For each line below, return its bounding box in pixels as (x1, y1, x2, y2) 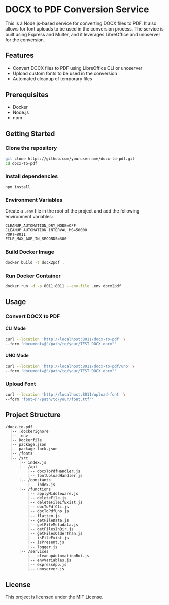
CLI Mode (5, 325, 26, 331)
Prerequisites (5, 90, 49, 99)
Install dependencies (5, 173, 58, 180)
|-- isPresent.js (27, 540, 65, 545)
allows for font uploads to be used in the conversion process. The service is (5, 25, 164, 32)
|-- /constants (18, 477, 51, 482)
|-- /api (18, 464, 38, 469)
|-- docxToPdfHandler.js (27, 469, 81, 474)
